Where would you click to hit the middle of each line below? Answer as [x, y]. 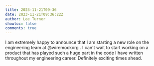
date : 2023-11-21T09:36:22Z [34, 14]
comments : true [21, 28]
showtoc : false [21, 24]
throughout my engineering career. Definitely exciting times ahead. [74, 58]
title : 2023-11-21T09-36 [31, 10]
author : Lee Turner [25, 19]
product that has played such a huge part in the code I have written [74, 53]
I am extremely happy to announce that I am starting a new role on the [77, 42]
